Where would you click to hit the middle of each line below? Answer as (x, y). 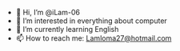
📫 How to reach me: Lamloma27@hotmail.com (94, 38)
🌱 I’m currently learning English (67, 29)
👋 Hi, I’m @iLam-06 (48, 12)
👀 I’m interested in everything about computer (92, 21)
